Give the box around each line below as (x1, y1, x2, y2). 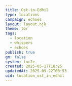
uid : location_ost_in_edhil (5, 73, 65, 78)
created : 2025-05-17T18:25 (5, 64, 62, 69)
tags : (5, 31, 17, 36)
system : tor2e (5, 59, 35, 64)
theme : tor (5, 26, 28, 31)
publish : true (5, 50, 35, 55)
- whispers (10, 40, 33, 46)
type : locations (5, 12, 40, 17)
